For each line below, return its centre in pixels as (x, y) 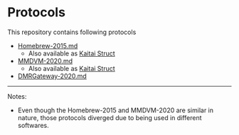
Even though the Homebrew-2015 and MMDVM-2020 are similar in (116, 110)
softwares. (33, 125)
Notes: (17, 96)
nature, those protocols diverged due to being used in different (110, 117)
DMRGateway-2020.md (52, 76)
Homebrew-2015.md (48, 45)
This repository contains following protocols (72, 32)
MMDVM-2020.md (45, 60)
